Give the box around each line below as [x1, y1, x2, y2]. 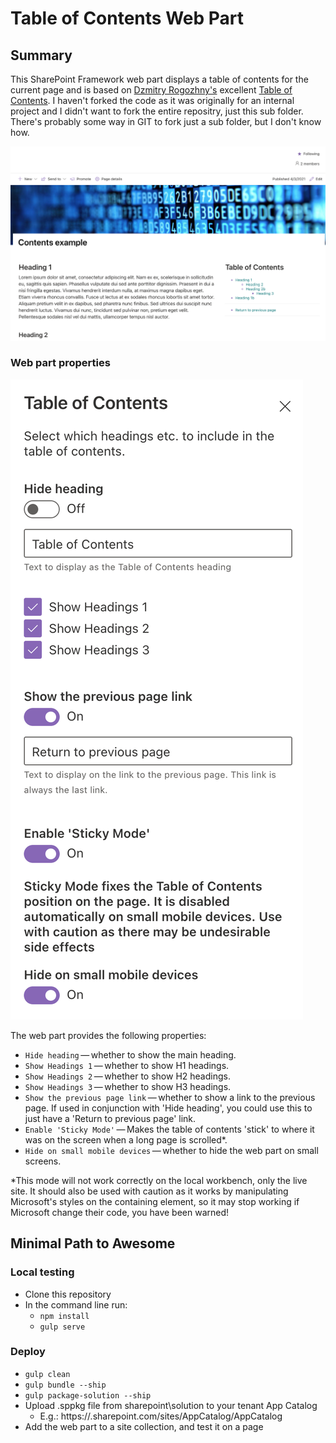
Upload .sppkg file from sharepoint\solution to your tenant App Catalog [24, 1399, 318, 1411]
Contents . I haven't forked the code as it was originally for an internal [10, 95, 295, 106]
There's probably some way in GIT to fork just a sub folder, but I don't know [10, 116, 322, 127]
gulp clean [24, 1369, 71, 1379]
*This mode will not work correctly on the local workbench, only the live [10, 1174, 308, 1186]
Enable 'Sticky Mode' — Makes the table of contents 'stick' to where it [24, 1123, 315, 1135]
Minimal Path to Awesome [10, 1235, 176, 1252]
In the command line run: [24, 1298, 128, 1311]
